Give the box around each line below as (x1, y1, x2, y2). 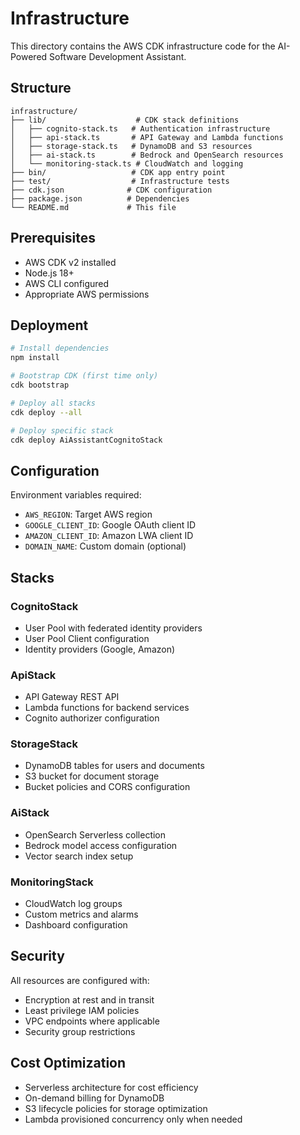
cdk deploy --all (10, 407, 83, 417)
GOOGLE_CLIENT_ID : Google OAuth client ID (24, 519, 197, 531)
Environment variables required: (10, 489, 142, 501)
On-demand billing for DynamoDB (24, 1092, 165, 1104)
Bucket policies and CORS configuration (24, 781, 191, 793)
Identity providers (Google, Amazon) (24, 643, 176, 655)
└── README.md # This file (10, 202, 177, 212)
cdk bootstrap (10, 380, 70, 390)
